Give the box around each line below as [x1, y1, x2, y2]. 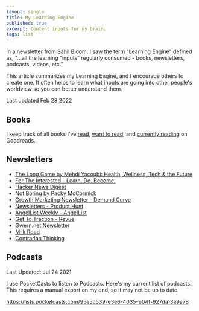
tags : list [6, 31, 34, 37]
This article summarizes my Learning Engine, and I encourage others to [6, 72, 184, 80]
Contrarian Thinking [14, 234, 65, 242]
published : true [6, 20, 47, 26]
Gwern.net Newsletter [14, 222, 70, 229]
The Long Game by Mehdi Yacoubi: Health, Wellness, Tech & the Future [14, 170, 193, 178]
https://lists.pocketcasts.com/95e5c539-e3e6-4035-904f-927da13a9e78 [6, 298, 189, 305]
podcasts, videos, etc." [6, 61, 63, 68]
